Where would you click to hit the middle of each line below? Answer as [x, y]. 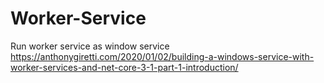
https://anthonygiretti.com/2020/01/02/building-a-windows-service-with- [162, 56]
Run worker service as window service [90, 46]
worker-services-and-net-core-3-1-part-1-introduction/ [124, 67]
